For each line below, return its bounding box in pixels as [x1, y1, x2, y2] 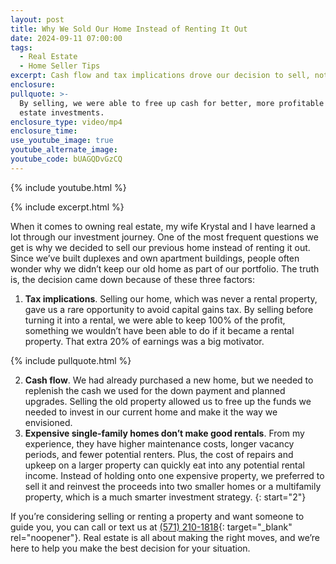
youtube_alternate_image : [10, 145, 118, 155]
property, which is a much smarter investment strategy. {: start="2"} [24, 491, 307, 503]
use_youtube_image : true [10, 136, 114, 146]
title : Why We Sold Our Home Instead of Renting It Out [10, 24, 248, 34]
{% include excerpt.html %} [10, 201, 125, 213]
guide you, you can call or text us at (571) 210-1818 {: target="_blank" [10, 521, 293, 533]
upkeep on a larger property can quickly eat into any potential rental [24, 459, 306, 471]
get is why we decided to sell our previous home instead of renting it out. [10, 241, 311, 253]
